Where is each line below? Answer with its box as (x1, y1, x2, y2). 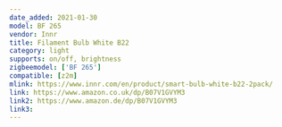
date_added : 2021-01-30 (9, 13, 98, 22)
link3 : (9, 105, 34, 114)
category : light (9, 47, 70, 55)
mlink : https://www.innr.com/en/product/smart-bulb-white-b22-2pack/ (9, 80, 274, 89)
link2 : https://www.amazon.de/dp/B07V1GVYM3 (9, 96, 178, 106)
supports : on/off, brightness (9, 55, 122, 63)
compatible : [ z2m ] (9, 72, 78, 80)
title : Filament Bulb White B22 (9, 38, 129, 47)
